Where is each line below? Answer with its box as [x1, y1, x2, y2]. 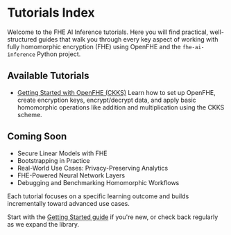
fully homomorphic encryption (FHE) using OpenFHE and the [7, 42, 182, 51]
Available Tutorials [7, 70, 89, 82]
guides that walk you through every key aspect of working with [38, 35, 219, 43]
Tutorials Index [7, 5, 95, 21]
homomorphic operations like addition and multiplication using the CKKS [17, 103, 225, 112]
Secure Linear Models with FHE [17, 149, 108, 157]
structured [7, 35, 37, 43]
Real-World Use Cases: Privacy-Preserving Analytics [17, 164, 169, 172]
